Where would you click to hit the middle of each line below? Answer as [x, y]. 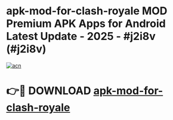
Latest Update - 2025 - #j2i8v [81, 36]
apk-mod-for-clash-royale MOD [87, 11]
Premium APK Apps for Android [86, 24]
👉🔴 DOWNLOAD [49, 91]
